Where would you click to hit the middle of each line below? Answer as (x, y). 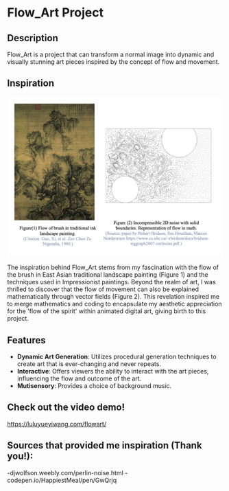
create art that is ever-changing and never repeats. (89, 364)
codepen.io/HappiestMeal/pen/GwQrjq (62, 480)
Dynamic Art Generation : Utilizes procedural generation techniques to (117, 357)
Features (26, 340)
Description (33, 38)
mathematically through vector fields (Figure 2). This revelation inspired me (113, 297)
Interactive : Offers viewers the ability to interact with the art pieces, (113, 372)
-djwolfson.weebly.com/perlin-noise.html (65, 472)
